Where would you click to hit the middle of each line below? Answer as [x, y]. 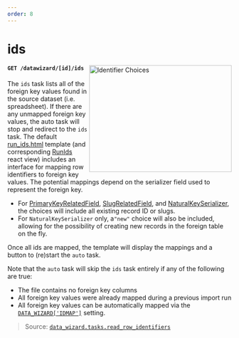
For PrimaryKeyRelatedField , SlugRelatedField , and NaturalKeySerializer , [123, 204]
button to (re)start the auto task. [54, 255]
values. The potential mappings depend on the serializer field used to [109, 182]
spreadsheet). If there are [45, 107]
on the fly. [32, 234]
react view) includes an [42, 159]
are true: [20, 276]
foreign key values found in [47, 91]
